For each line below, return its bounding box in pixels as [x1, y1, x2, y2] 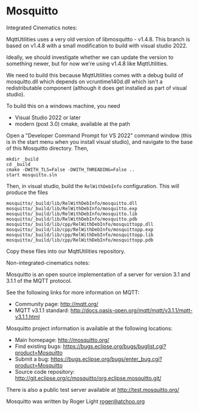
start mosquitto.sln [6, 172, 58, 178]
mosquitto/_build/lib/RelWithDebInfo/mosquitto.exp [6, 205, 137, 211]
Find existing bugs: [14, 343, 62, 350]
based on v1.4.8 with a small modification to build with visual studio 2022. [6, 42, 188, 49]
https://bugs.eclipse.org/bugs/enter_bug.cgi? [50, 355, 163, 362]
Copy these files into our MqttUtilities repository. [6, 247, 125, 255]
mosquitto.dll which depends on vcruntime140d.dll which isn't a [6, 78, 163, 85]
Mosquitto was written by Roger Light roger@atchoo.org [6, 397, 145, 405]
